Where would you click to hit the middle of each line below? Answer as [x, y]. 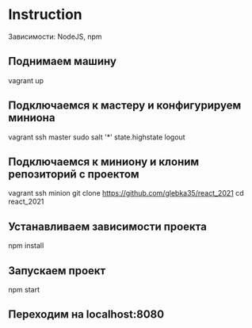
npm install [26, 246]
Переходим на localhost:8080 [86, 315]
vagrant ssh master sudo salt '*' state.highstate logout [97, 137]
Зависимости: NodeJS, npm [55, 36]
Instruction [45, 15]
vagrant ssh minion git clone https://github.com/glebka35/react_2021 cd [126, 193]
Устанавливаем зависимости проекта [108, 226]
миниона [32, 118]
